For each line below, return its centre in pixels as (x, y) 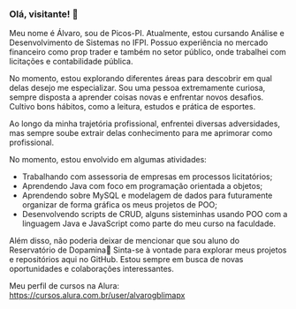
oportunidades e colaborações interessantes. (91, 269)
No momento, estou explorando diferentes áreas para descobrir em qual (140, 79)
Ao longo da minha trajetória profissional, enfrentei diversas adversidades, (145, 124)
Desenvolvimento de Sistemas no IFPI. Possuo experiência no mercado (139, 42)
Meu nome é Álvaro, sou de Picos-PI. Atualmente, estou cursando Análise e (147, 34)
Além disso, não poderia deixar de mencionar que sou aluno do (125, 241)
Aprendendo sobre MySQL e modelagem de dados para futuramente (147, 196)
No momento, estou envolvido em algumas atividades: (108, 160)
